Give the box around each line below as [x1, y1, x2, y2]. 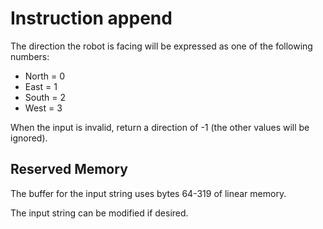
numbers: [10, 50, 50, 62]
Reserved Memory [10, 161, 128, 178]
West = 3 [24, 102, 63, 114]
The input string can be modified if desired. [10, 207, 189, 219]
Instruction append [10, 7, 173, 30]
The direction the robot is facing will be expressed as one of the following [10, 40, 313, 52]
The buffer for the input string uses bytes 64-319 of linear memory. [10, 187, 287, 199]
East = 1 [24, 80, 58, 92]
